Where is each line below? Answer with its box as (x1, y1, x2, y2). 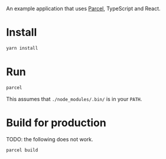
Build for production (6, 116, 106, 129)
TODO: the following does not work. (6, 135, 93, 142)
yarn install (6, 45, 38, 51)
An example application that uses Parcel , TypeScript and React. (6, 5, 161, 12)
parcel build (6, 147, 38, 153)
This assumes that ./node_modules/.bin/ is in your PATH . (6, 95, 142, 102)
